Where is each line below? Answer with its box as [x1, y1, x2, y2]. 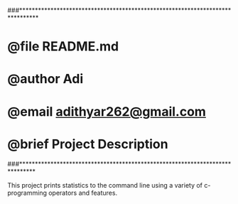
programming [7, 188, 48, 197]
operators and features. [48, 188, 118, 197]
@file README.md [7, 38, 119, 55]
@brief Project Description [7, 136, 168, 152]
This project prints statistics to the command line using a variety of [7, 181, 203, 189]
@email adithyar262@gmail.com [7, 103, 206, 119]
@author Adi [7, 71, 84, 87]
